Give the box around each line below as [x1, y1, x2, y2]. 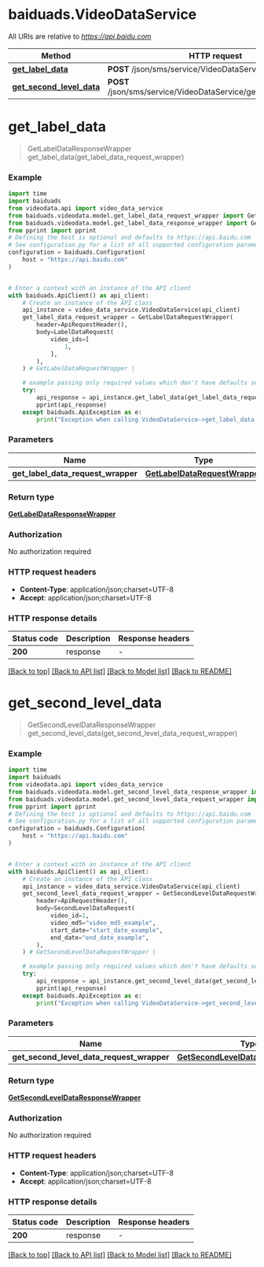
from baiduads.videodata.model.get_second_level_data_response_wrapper [8, 788, 247, 796]
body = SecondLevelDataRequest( [36, 905, 135, 912]
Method [41, 50, 71, 61]
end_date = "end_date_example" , [49, 934, 149, 942]
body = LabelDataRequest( [36, 329, 114, 336]
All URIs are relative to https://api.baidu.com [8, 32, 152, 41]
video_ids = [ [49, 335, 90, 344]
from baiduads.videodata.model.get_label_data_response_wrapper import [8, 219, 247, 227]
